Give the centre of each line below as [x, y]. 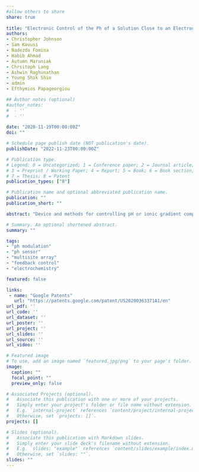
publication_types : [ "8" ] [38, 181]
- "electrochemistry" [33, 268]
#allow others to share [36, 12]
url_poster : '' [25, 323]
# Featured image [28, 356]
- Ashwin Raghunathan [33, 72]
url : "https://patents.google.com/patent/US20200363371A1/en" [92, 301]
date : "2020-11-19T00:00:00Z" [44, 127]
